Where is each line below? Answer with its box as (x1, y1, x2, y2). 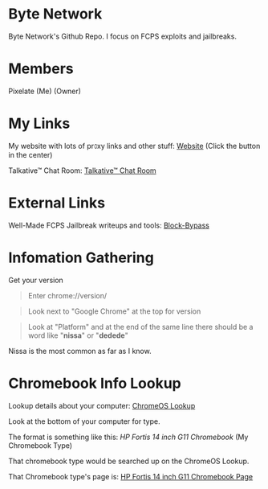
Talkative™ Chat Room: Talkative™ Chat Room (8, 166, 156, 175)
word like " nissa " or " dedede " (27, 331, 128, 340)
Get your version (8, 275, 64, 285)
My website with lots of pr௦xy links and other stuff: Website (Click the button (8, 141, 261, 150)
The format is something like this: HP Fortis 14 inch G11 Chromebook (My (8, 432, 249, 442)
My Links (8, 114, 71, 133)
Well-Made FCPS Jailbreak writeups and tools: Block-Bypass (8, 220, 210, 230)
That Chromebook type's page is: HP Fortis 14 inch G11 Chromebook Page (8, 471, 254, 481)
